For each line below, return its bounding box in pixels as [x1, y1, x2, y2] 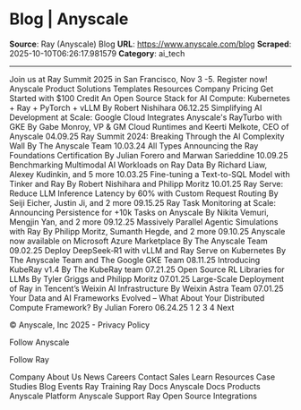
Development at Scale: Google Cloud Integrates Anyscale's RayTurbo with [9, 112, 282, 123]
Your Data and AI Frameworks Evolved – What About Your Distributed [9, 292, 265, 303]
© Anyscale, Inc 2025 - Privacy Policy [9, 319, 150, 330]
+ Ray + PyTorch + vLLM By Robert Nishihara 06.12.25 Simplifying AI [9, 102, 262, 113]
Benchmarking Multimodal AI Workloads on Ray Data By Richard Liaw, [9, 159, 268, 170]
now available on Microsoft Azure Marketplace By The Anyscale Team [9, 235, 268, 246]
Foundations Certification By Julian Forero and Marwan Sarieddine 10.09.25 [9, 149, 288, 160]
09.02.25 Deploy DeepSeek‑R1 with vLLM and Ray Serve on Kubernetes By [9, 244, 287, 255]
